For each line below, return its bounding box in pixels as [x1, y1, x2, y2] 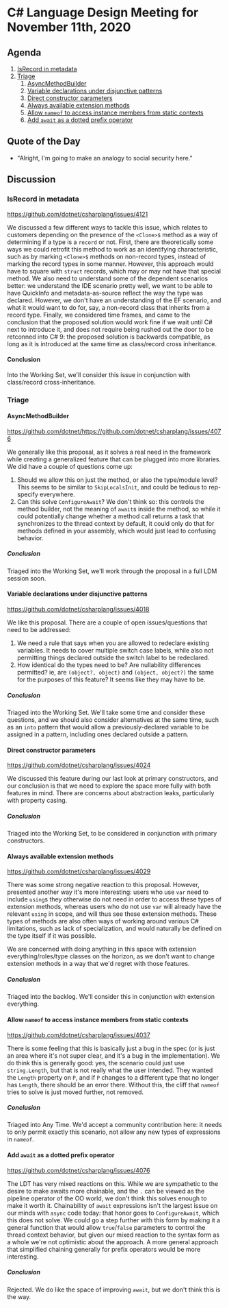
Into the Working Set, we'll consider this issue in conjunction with [7, 370, 191, 378]
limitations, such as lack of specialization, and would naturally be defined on [7, 924, 222, 933]
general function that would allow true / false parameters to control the [7, 1223, 206, 1231]
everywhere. [40, 490, 75, 498]
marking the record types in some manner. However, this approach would [7, 259, 214, 268]
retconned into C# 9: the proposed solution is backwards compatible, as [7, 332, 211, 341]
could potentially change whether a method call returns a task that [16, 512, 204, 520]
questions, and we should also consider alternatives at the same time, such [7, 715, 219, 724]
